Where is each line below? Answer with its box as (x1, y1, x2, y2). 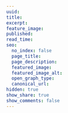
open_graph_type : (11, 75, 55, 81)
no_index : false (11, 48, 52, 54)
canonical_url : (11, 81, 50, 87)
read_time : (6, 36, 33, 42)
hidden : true (6, 87, 39, 93)
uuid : (6, 8, 20, 15)
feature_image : (6, 25, 44, 32)
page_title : (11, 53, 42, 59)
